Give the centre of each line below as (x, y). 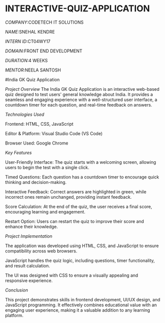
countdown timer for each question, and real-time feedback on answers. (79, 105)
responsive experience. (29, 280)
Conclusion (17, 290)
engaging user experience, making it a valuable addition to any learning (78, 310)
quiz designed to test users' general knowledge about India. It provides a (79, 94)
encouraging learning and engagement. (45, 212)
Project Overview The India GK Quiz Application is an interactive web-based (82, 89)
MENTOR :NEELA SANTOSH (33, 70)
